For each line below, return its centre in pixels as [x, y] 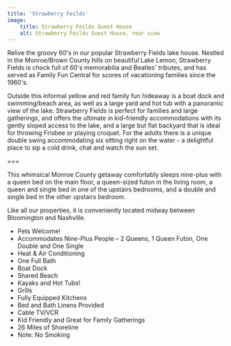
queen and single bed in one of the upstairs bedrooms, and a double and [112, 189]
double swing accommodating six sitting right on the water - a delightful [110, 141]
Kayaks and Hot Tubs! [49, 283]
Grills [25, 290]
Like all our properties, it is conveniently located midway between [101, 210]
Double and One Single [50, 246]
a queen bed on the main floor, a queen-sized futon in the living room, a [110, 182]
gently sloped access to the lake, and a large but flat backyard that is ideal [114, 125]
